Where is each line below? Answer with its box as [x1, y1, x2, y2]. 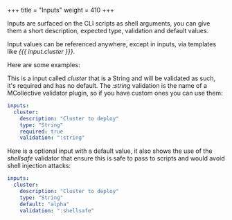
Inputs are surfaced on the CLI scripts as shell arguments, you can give [7, 19, 211, 27]
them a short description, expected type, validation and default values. [7, 27, 209, 35]
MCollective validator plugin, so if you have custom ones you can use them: [7, 89, 223, 97]
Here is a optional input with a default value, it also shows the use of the [7, 147, 213, 155]
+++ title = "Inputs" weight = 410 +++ [7, 6, 115, 14]
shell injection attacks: [7, 162, 71, 170]
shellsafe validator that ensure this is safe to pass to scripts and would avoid [7, 154, 225, 163]
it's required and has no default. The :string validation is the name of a [7, 82, 208, 89]
